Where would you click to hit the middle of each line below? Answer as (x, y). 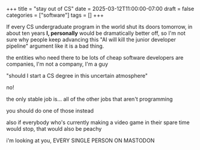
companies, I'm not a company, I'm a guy (57, 64)
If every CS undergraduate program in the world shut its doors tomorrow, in (99, 27)
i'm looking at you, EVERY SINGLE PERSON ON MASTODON (80, 140)
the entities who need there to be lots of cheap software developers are (95, 58)
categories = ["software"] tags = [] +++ (55, 15)
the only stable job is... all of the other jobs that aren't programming (89, 99)
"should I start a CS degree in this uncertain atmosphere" (77, 76)
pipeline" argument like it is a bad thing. (55, 46)
